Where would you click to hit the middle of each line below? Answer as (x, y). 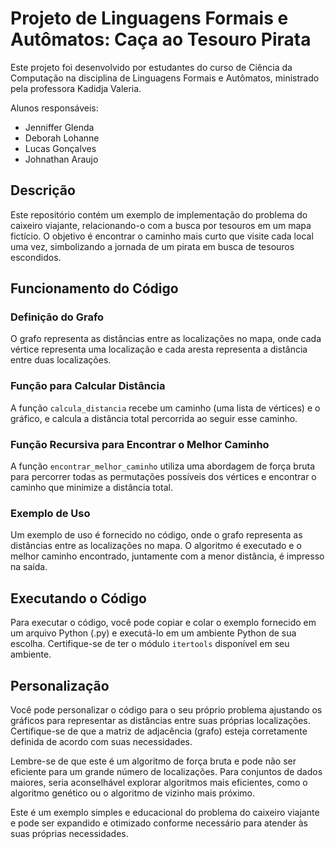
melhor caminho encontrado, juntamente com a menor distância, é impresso (167, 556)
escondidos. (36, 257)
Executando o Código (78, 598)
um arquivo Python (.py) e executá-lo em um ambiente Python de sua (153, 633)
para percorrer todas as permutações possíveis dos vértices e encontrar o (163, 477)
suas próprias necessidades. (69, 833)
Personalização (60, 685)
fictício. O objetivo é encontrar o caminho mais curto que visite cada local (162, 236)
